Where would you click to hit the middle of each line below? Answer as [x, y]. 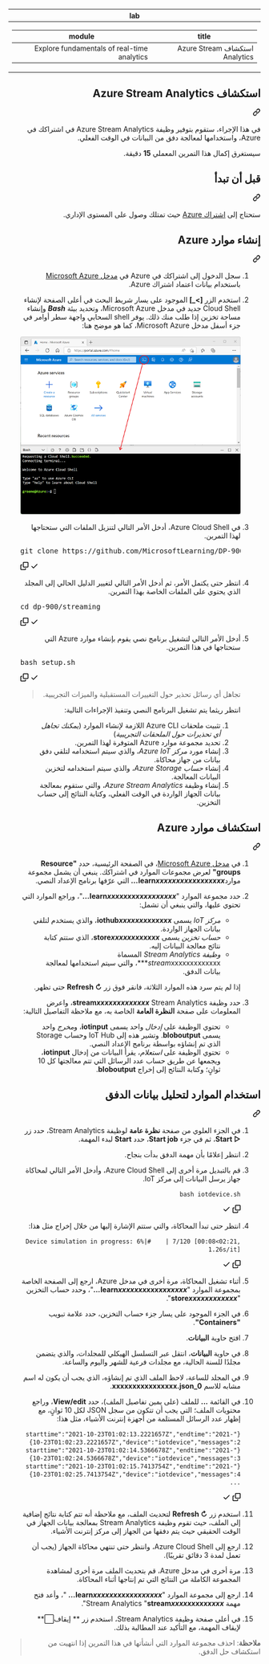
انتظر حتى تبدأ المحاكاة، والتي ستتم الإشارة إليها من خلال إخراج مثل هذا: [134, 1226]
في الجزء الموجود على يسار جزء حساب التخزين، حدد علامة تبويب [145, 1313]
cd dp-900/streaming [60, 607]
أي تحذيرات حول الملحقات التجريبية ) [167, 734]
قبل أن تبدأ [237, 179]
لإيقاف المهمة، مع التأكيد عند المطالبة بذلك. [177, 1627]
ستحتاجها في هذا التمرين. [203, 647]
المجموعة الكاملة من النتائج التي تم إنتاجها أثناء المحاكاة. [159, 1579]
